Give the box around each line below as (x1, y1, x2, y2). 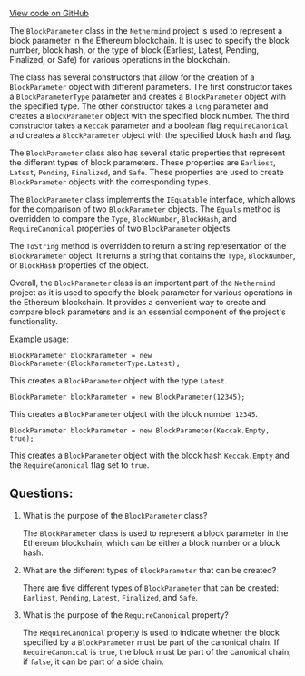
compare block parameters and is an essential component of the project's (9, 306, 286, 317)
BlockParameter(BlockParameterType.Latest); (9, 359, 181, 368)
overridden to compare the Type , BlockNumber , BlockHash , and (9, 214, 238, 224)
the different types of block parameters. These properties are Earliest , (9, 157, 277, 167)
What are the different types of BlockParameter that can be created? (22, 564, 277, 575)
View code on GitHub (9, 8, 89, 18)
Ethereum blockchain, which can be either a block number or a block (22, 537, 280, 548)
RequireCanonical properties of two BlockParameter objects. (9, 223, 233, 234)
